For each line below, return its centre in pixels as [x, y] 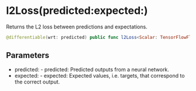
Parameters [28, 55]
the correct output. [37, 82]
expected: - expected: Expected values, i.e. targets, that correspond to [99, 75]
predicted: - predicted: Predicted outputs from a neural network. [92, 69]
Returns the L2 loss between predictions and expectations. [77, 27]
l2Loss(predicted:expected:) [77, 11]
